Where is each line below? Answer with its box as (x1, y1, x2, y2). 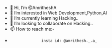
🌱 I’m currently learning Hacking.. (9, 15, 79, 21)
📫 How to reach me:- (9, 26, 55, 32)
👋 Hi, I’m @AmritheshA (9, 5, 57, 10)
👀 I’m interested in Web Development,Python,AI (9, 10, 107, 16)
